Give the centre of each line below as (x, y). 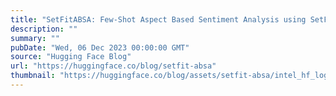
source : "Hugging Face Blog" (71, 57)
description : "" (44, 29)
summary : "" (35, 38)
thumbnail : (33, 76)
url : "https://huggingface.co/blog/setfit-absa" (113, 66)
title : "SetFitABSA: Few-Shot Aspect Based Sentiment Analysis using (158, 19)
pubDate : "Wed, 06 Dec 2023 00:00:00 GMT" (100, 47)
